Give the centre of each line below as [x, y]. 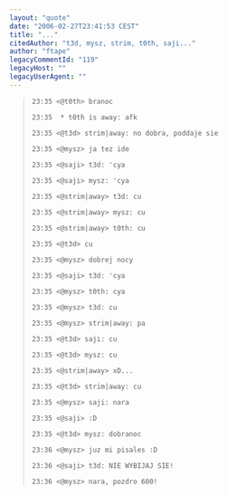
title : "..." [34, 34]
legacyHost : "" [38, 69]
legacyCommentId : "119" [54, 60]
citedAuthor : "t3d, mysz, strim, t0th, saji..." [103, 43]
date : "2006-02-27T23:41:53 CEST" [75, 26]
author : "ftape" [40, 52]
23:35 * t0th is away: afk [84, 117]
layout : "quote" [40, 18]
